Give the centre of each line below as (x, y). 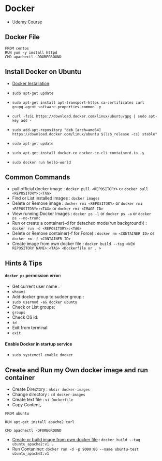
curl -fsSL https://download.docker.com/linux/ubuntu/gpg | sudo (79, 116)
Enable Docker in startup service (39, 344)
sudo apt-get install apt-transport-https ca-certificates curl (78, 102)
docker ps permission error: (33, 276)
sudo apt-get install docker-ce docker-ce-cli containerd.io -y (78, 153)
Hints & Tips (24, 263)
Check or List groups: (34, 307)
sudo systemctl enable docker (43, 355)
